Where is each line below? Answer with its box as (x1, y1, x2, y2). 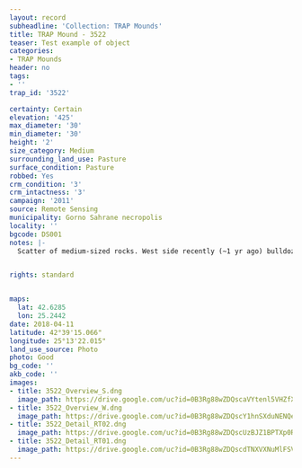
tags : (9, 72, 30, 81)
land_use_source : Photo (9, 345, 99, 354)
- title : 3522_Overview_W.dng (9, 403, 123, 412)
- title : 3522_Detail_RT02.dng (9, 419, 127, 429)
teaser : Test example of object (9, 38, 130, 48)
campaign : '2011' (9, 197, 75, 206)
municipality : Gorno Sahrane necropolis (9, 213, 164, 222)
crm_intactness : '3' (9, 188, 87, 198)
